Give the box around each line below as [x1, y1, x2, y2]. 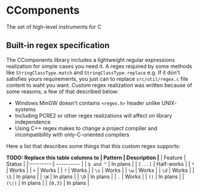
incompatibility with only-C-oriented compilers [14, 131, 130, 138]
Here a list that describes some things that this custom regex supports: [6, 142, 181, 149]
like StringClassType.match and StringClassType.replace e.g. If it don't [6, 69, 180, 76]
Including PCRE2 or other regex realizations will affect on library [14, 112, 173, 119]
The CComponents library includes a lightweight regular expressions [6, 56, 175, 63]
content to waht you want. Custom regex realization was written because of [6, 81, 192, 89]
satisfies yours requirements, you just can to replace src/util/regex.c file [6, 75, 189, 82]
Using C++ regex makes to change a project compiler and [14, 124, 158, 131]
